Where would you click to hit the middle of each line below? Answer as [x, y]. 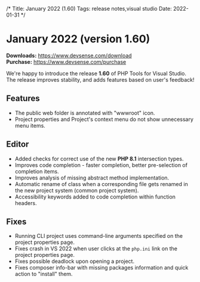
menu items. [30, 125]
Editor [18, 145]
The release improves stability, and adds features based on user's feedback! [100, 79]
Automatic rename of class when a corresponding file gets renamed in [101, 184]
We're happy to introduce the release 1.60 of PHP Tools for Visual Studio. [96, 73]
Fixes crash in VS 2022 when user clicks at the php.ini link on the [96, 249]
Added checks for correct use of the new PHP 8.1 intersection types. [99, 159]
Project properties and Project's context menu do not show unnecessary [104, 119]
